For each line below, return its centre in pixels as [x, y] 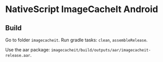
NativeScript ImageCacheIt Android [82, 9]
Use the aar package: [28, 50]
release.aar [18, 55]
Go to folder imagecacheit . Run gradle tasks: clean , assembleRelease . [76, 40]
